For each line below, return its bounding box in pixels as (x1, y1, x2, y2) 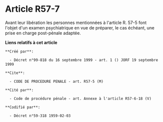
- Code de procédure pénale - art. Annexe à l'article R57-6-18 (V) (9, 96, 152, 101)
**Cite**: (5, 70, 25, 75)
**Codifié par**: (5, 104, 41, 110)
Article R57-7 (5, 3, 60, 15)
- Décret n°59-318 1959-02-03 (9, 113, 71, 118)
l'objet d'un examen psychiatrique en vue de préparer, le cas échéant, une (5, 24, 155, 30)
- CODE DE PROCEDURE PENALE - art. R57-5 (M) (9, 79, 104, 84)
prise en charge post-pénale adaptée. (5, 30, 81, 36)
